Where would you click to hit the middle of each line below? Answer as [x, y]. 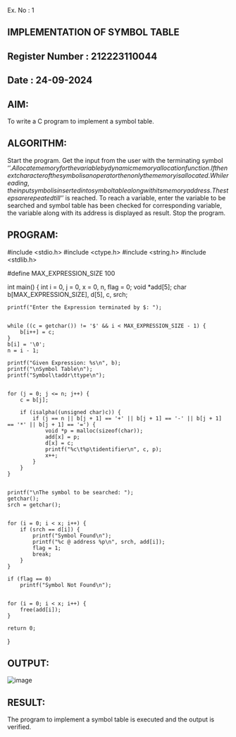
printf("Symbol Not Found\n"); [66, 585]
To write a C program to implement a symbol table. [81, 121]
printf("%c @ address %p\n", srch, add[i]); [99, 542]
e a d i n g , [18, 183]
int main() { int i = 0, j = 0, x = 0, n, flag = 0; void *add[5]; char [97, 287]
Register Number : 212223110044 [82, 56]
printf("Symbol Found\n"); [72, 535]
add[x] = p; [62, 437]
